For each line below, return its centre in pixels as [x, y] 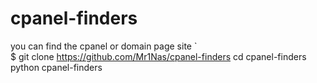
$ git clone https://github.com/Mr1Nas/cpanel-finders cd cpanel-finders [158, 56]
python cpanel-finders [56, 67]
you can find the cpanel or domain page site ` [104, 46]
